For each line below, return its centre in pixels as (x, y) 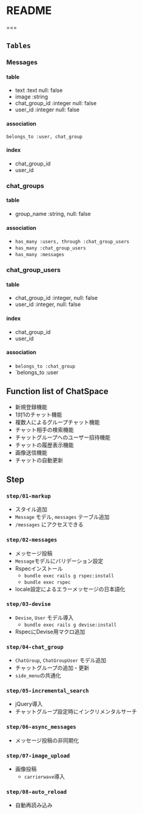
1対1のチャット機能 (38, 414)
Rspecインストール (39, 568)
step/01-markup (29, 496)
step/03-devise (29, 604)
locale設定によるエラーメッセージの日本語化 (70, 589)
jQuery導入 (29, 704)
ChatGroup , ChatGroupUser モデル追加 (61, 660)
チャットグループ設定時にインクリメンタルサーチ (76, 712)
